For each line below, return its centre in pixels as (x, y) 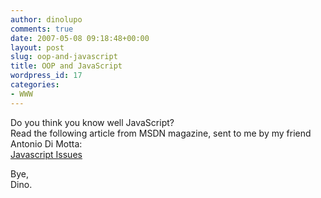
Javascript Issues (46, 154)
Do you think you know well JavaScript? (92, 122)
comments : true (42, 29)
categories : (35, 85)
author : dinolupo (46, 19)
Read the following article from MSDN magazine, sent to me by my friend (161, 133)
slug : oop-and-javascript (64, 57)
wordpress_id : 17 (46, 76)
